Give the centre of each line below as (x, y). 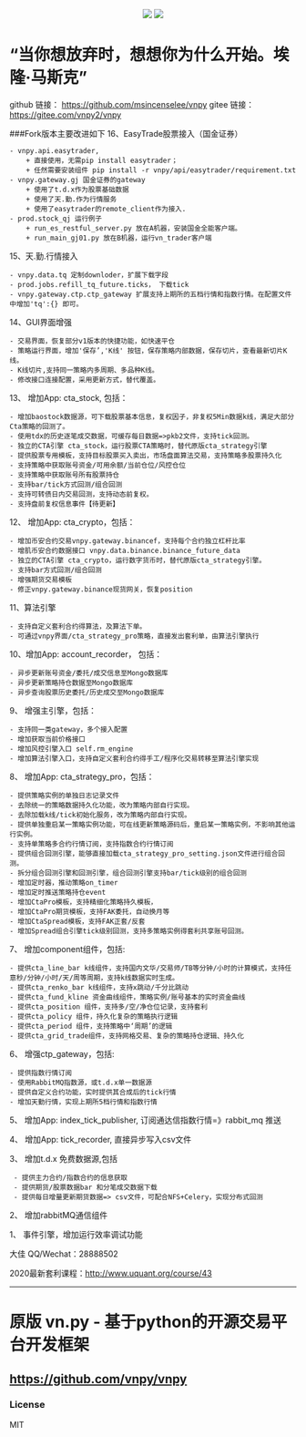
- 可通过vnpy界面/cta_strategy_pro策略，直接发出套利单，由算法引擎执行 (134, 636)
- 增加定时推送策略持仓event (58, 892)
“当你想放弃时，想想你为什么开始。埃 (149, 55)
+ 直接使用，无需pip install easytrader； (102, 160)
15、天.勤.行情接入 (44, 256)
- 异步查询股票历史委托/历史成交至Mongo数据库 (87, 693)
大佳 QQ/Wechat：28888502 (64, 1254)
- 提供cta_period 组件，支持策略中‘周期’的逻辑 (91, 1026)
